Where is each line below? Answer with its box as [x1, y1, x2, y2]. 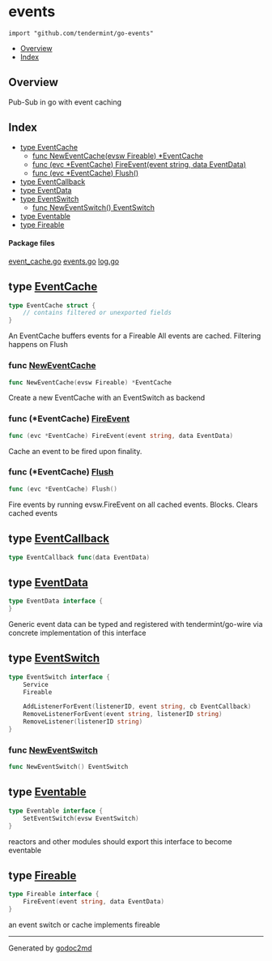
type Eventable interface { [8, 806, 104, 815]
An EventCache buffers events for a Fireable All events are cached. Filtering [8, 331, 261, 341]
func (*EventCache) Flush [8, 466, 114, 478]
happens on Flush [8, 340, 69, 350]
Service [23, 680, 49, 689]
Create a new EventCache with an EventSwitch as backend [8, 393, 206, 403]
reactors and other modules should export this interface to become [8, 836, 232, 846]
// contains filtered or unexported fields [23, 309, 172, 317]
